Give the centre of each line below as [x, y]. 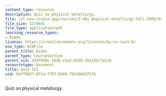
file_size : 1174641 [25, 24]
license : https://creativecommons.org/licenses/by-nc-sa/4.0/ [70, 42]
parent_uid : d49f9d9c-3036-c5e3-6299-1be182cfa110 [58, 60]
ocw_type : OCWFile [24, 47]
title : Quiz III [22, 70]
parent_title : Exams [26, 51]
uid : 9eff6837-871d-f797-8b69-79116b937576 [51, 74]
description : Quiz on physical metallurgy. [51, 14]
